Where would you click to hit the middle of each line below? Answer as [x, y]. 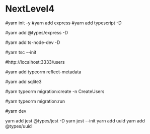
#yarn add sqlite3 [23, 81]
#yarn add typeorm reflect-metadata [43, 72]
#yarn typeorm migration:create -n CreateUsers [55, 91]
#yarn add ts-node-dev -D [33, 42]
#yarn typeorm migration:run [35, 101]
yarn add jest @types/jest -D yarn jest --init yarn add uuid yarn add [75, 121]
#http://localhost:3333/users [35, 62]
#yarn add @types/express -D [37, 32]
